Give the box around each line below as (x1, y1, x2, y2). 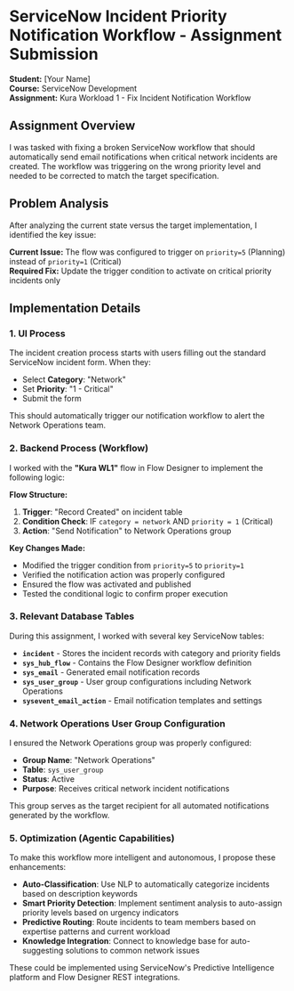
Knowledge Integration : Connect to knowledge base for (21, 936, 229, 946)
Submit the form (21, 394, 82, 404)
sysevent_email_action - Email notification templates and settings (21, 695, 263, 705)
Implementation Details (9, 300, 141, 315)
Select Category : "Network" (21, 374, 126, 385)
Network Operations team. (9, 420, 107, 431)
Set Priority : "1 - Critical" (21, 384, 114, 394)
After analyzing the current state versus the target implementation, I (9, 220, 258, 231)
